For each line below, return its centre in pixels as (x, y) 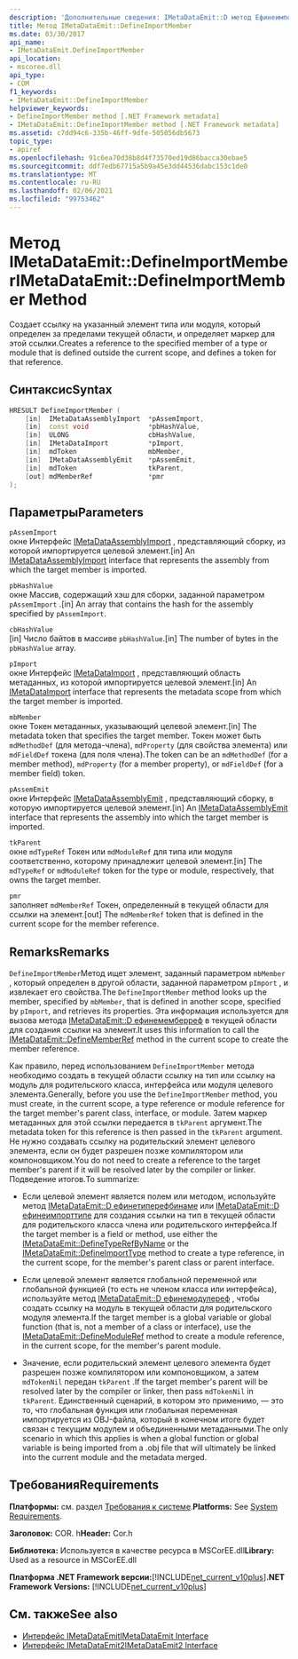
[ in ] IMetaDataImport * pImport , (105, 444)
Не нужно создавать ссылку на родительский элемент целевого (132, 1141)
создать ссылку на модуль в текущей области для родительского (147, 1308)
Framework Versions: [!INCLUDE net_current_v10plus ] (108, 1586)
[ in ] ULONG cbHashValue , (111, 435)
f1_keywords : (33, 91)
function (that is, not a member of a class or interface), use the (137, 1327)
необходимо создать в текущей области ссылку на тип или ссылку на (142, 1075)
